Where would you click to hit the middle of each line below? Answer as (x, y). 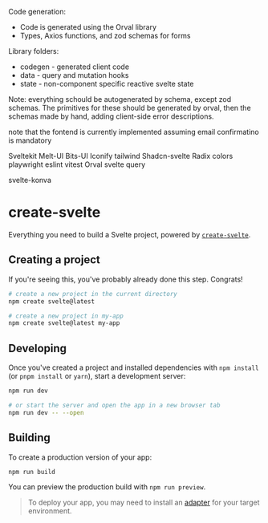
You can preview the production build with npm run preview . (107, 487)
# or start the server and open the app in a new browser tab (114, 405)
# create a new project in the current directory (93, 294)
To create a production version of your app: (80, 457)
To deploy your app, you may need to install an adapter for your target (144, 503)
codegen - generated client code (75, 67)
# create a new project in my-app (66, 316)
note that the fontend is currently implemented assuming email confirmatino (134, 132)
